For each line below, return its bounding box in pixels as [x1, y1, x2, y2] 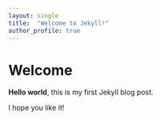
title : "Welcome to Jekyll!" [8, 19, 110, 27]
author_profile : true [8, 26, 81, 34]
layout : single [8, 11, 59, 20]
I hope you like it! [8, 103, 65, 113]
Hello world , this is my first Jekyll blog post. [8, 87, 154, 97]
